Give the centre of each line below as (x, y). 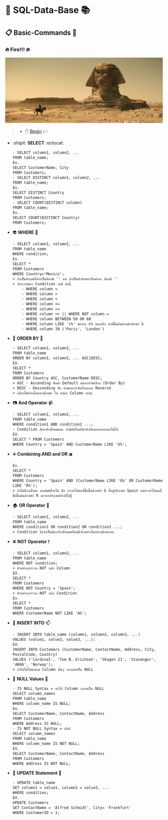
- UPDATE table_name (34, 782)
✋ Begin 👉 (36, 131)
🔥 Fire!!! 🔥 (17, 50)
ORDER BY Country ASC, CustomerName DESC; (57, 378)
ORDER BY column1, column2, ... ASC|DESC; (57, 358)
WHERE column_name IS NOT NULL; (46, 743)
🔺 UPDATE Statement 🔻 (37, 773)
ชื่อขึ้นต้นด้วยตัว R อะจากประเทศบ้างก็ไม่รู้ (42, 496)
